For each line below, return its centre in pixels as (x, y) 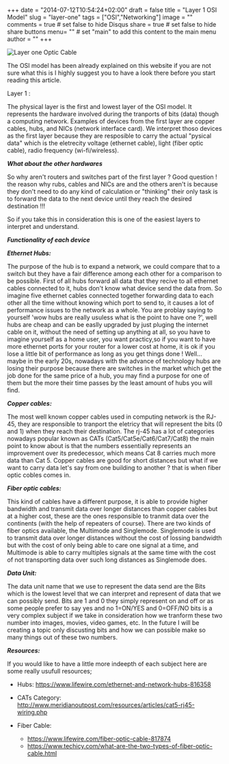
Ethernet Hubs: (29, 253)
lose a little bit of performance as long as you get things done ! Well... (105, 354)
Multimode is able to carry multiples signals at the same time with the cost (112, 552)
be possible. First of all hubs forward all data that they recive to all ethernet (113, 281)
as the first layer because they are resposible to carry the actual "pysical (109, 136)
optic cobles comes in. (39, 475)
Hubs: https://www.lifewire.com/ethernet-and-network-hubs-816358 (114, 684)
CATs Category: (39, 698)
